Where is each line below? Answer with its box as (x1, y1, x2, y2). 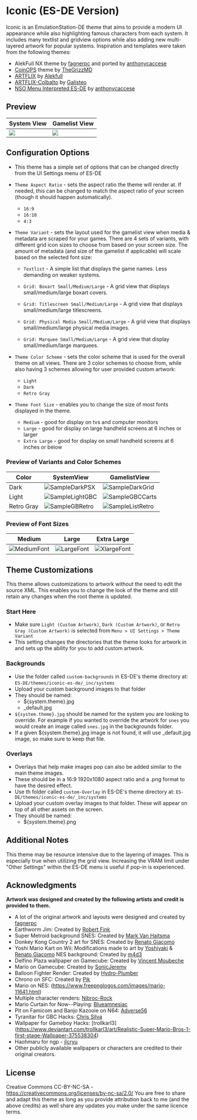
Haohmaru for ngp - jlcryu (14, 1038, 78, 1045)
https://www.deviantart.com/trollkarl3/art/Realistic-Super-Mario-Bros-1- (16, 1026, 191, 1033)
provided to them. (6, 902, 51, 909)
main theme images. (14, 769, 64, 776)
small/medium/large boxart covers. (23, 289, 108, 296)
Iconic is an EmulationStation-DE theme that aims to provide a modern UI (6, 23, 182, 31)
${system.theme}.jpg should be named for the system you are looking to (14, 710, 189, 717)
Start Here (6, 607, 36, 616)
